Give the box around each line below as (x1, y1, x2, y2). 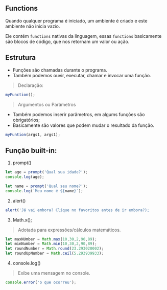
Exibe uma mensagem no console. (17, 270, 90, 276)
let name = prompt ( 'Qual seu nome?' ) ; (5, 184, 88, 189)
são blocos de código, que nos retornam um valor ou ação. (5, 38, 130, 44)
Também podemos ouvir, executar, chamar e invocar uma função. (12, 72, 152, 78)
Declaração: (17, 82, 43, 88)
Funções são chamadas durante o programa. (12, 66, 107, 73)
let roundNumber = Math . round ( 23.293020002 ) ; (5, 246, 104, 251)
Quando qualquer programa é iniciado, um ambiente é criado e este (5, 17, 148, 24)
